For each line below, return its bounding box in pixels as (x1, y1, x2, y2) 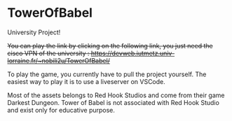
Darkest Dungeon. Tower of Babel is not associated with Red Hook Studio (7, 98, 219, 106)
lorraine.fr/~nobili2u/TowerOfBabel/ (7, 56, 111, 64)
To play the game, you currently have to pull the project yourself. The (7, 70, 207, 78)
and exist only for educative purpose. (7, 106, 116, 114)
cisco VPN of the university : (7, 49, 90, 57)
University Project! (7, 28, 61, 36)
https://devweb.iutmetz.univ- (90, 49, 175, 57)
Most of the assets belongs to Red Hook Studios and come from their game (7, 91, 225, 99)
